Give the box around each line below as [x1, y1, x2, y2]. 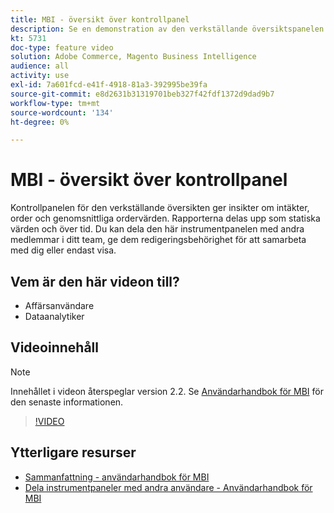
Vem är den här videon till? [10, 273, 180, 290]
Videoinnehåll [10, 339, 99, 356]
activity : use [10, 71, 70, 81]
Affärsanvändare [24, 300, 95, 311]
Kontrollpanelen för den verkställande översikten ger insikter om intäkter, [10, 202, 310, 214]
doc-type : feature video [10, 42, 114, 53]
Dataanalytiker [24, 311, 85, 322]
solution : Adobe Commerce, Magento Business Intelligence [10, 52, 257, 62]
